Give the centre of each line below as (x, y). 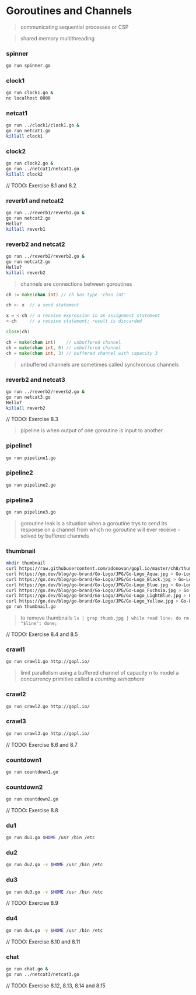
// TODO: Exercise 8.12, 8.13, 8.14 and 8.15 (56, 986)
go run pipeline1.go (31, 458)
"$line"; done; (39, 624)
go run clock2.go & (30, 163)
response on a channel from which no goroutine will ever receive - (100, 529)
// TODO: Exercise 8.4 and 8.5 (42, 634)
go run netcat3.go (28, 397)
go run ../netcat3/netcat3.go (43, 974)
